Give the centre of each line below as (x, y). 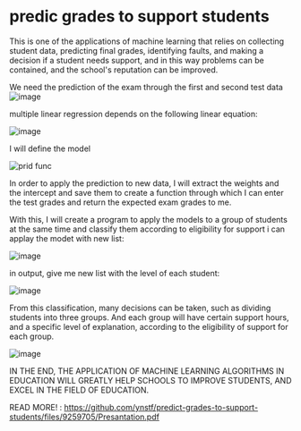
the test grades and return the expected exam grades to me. (120, 202)
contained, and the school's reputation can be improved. (114, 70)
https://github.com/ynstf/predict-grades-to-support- (161, 407)
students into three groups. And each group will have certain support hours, (149, 317)
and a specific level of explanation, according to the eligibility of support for (149, 326)
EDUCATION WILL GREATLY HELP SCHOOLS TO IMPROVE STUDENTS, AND (151, 380)
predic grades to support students (140, 17)
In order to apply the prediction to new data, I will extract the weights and (144, 183)
